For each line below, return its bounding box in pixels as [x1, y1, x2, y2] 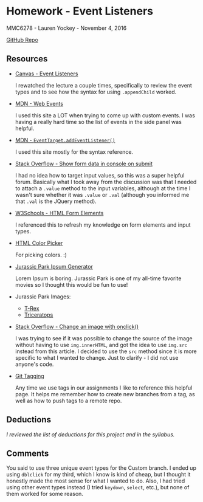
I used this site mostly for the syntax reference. [15, 148, 134, 156]
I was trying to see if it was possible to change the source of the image [15, 334, 193, 342]
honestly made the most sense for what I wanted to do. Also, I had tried [6, 477, 185, 484]
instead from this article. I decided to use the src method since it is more [15, 348, 198, 355]
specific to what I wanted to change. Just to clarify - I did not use [15, 354, 179, 361]
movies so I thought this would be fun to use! [15, 281, 128, 288]
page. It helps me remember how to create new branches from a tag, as [15, 390, 196, 397]
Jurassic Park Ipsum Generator [15, 263, 93, 270]
